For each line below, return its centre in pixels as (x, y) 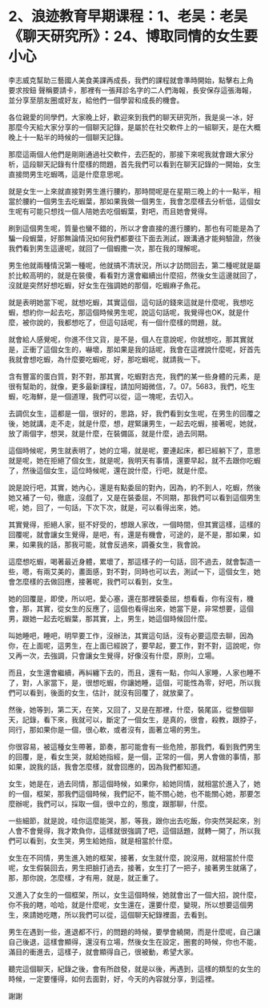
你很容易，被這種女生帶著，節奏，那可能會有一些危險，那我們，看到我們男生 (134, 746)
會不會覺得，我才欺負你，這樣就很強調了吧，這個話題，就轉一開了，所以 (134, 830)
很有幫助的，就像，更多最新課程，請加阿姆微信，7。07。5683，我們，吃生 (132, 386)
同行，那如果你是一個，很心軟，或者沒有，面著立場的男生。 (106, 729)
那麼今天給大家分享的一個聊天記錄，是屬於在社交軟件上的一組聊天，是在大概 (134, 127)
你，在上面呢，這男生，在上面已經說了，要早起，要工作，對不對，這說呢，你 (134, 645)
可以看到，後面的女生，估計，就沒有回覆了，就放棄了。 (106, 693)
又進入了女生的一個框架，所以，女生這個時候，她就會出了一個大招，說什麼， (134, 894)
